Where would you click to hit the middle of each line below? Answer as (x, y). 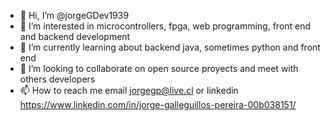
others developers (57, 79)
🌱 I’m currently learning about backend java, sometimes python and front (170, 47)
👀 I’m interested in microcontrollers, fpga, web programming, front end (165, 26)
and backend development (75, 36)
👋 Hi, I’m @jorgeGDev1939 (74, 15)
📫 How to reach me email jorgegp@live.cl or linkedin (129, 90)
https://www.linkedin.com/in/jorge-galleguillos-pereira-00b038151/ (158, 104)
